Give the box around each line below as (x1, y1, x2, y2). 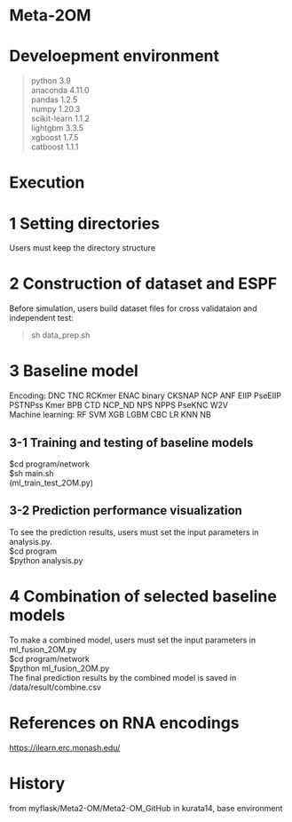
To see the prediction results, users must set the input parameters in (9, 526, 259, 538)
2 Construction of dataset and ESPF (9, 274, 278, 294)
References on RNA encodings (9, 713, 240, 733)
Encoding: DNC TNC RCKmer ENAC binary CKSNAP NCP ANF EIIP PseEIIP (9, 390, 282, 401)
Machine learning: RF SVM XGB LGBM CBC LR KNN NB (9, 410, 211, 420)
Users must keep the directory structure (9, 243, 156, 253)
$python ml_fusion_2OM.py (9, 663, 110, 674)
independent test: (9, 313, 74, 323)
